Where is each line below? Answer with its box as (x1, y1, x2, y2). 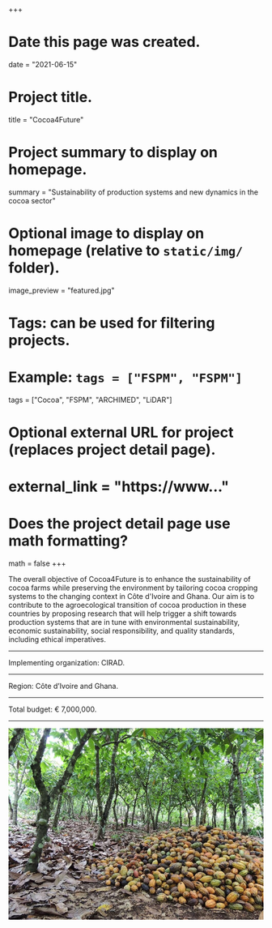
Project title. (8, 88, 93, 106)
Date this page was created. (8, 33, 201, 51)
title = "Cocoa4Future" (8, 114, 84, 124)
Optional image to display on (8, 225, 205, 242)
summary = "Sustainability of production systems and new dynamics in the (8, 187, 259, 197)
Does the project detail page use (8, 515, 231, 533)
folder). (8, 259, 60, 276)
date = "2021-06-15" (8, 59, 78, 69)
